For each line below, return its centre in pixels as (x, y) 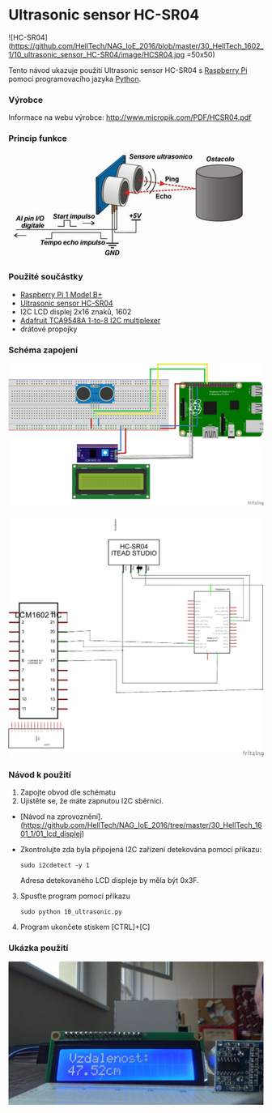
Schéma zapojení (43, 350)
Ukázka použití (38, 948)
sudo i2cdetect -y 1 (55, 866)
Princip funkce (38, 139)
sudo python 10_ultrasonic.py (71, 912)
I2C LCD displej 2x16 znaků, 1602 (76, 311)
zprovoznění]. (79, 817)
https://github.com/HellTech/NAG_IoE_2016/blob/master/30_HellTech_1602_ (137, 45)
